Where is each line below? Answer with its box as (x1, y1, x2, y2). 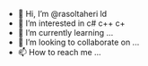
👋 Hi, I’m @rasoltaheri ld (17, 9, 108, 19)
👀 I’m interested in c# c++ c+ (17, 18, 126, 29)
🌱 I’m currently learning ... (17, 28, 114, 37)
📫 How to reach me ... (17, 47, 101, 57)
